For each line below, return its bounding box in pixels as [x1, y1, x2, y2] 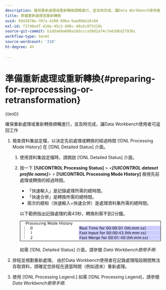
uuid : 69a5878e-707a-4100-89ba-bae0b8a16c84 [5, 18, 98, 23]
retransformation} [5, 94, 81, 106]
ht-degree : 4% [5, 44, 35, 49]
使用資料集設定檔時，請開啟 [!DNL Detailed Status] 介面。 [19, 154, 137, 160]
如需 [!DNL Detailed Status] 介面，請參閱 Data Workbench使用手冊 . [19, 247, 157, 252]
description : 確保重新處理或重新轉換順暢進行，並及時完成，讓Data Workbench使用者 [5, 8, 161, 13]
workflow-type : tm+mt [5, 34, 50, 39]
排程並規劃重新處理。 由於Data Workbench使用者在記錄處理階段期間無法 [12, 257, 161, 263]
